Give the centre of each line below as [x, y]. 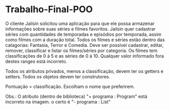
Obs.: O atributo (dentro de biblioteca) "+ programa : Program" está [76, 96]
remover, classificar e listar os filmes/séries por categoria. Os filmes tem [81, 50]
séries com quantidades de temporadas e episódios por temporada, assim [83, 34]
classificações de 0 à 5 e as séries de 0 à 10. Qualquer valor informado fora [85, 56]
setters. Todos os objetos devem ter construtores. [58, 76]
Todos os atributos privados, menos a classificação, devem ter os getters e [84, 71]
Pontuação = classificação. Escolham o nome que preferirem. [70, 86]
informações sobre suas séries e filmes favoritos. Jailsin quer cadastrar [80, 29]
